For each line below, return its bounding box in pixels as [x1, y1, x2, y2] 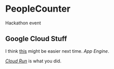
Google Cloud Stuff [5, 34, 67, 43]
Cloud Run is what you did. [5, 58, 62, 64]
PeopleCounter [5, 3, 71, 15]
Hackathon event [5, 20, 41, 26]
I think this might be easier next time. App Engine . [5, 48, 109, 54]
